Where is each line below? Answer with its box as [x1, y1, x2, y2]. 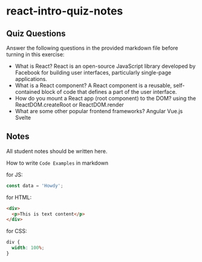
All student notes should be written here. [6, 147, 108, 155]
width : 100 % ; [11, 245, 45, 251]
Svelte [15, 114, 31, 121]
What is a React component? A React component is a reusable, [15, 82, 172, 89]
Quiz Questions [6, 28, 66, 39]
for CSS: [6, 228, 27, 235]
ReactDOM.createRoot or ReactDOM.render [15, 101, 124, 108]
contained [15, 88, 41, 95]
